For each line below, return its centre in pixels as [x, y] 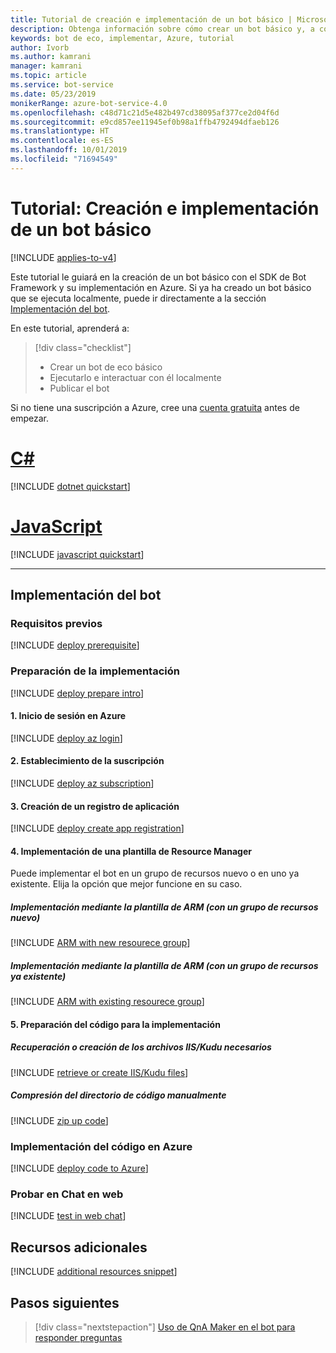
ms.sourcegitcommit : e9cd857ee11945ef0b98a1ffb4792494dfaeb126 [145, 122]
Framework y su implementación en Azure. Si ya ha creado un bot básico [161, 287]
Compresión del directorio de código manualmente [118, 1095]
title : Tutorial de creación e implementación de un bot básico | [151, 19]
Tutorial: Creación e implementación [165, 208]
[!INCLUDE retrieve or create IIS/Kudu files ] [99, 1072]
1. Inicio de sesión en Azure [68, 716]
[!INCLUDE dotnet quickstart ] [70, 486]
